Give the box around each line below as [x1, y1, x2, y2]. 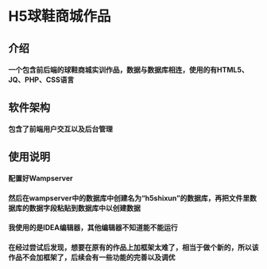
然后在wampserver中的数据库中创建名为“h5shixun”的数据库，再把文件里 [8, 193, 250, 203]
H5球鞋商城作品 [8, 7, 111, 25]
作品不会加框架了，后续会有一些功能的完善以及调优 [8, 252, 176, 262]
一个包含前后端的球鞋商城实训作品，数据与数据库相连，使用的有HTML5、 [8, 65, 249, 75]
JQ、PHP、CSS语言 [8, 75, 75, 84]
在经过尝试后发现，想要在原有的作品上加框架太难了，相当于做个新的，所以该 [8, 242, 259, 251]
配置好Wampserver [8, 173, 73, 183]
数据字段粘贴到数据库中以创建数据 [29, 203, 141, 212]
